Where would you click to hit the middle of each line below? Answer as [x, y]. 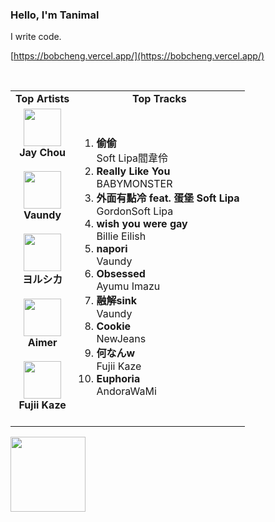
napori [112, 249]
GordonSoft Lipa [135, 211]
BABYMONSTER [134, 184]
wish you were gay [142, 224]
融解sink [116, 301]
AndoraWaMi [126, 391]
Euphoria [118, 379]
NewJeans [121, 339]
